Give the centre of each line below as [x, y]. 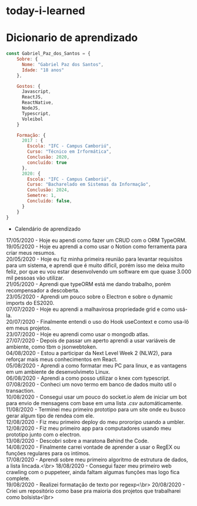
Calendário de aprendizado [48, 229]
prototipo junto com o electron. [44, 434]
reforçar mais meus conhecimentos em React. [62, 359]
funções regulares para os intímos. [48, 453]
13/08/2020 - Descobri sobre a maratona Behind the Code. [77, 441]
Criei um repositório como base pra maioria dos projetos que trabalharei [94, 491]
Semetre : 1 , [42, 196]
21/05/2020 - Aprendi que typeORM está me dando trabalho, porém [89, 284]
